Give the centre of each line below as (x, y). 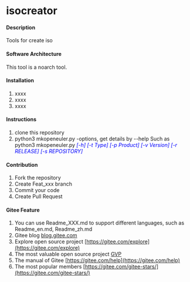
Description (21, 27)
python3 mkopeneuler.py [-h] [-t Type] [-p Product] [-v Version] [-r (96, 145)
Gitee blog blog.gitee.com (46, 236)
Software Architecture (34, 53)
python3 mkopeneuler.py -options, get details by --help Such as (92, 139)
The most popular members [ (50, 267)
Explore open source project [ (50, 241)
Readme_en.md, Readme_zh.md (53, 229)
